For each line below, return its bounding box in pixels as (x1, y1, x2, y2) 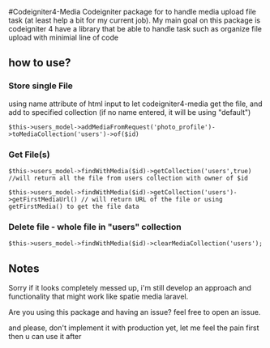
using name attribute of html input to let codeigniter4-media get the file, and (8, 99, 263, 108)
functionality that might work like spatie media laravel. (8, 291, 189, 302)
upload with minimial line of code (8, 32, 119, 42)
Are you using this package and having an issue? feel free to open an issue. (8, 308, 261, 317)
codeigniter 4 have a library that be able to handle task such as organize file (8, 24, 262, 33)
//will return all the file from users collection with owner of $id (8, 174, 249, 182)
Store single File (8, 80, 73, 91)
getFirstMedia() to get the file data (8, 202, 139, 210)
